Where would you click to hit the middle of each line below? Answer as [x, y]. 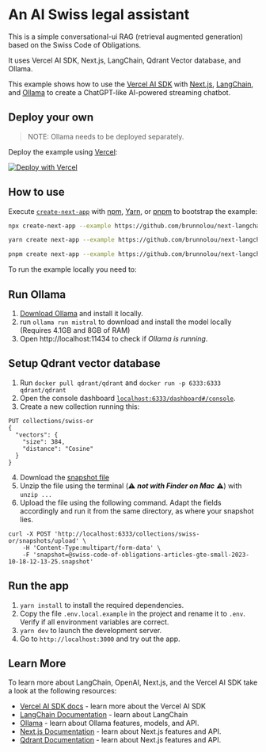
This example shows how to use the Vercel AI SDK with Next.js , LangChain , [131, 84]
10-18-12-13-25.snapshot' [51, 561]
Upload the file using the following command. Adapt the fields [120, 502]
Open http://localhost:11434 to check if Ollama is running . [114, 339]
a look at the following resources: [63, 691]
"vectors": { [37, 435]
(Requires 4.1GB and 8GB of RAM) [75, 330]
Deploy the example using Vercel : [63, 151]
